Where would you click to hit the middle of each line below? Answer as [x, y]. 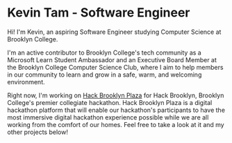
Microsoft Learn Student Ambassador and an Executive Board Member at [112, 59]
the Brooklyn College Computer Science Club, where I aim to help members [115, 67]
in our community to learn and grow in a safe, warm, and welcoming [105, 75]
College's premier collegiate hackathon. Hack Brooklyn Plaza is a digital [110, 102]
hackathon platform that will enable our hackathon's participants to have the [116, 110]
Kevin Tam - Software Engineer [99, 13]
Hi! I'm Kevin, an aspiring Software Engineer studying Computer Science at [114, 32]
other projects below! [38, 132]
